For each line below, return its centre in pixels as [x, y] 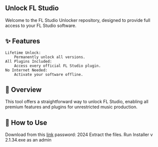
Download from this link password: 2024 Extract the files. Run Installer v [79, 135]
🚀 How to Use [26, 122]
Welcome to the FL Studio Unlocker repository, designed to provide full [78, 20]
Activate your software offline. [49, 74]
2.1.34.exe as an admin [28, 140]
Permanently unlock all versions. [50, 57]
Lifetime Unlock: [23, 53]
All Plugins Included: [29, 61]
